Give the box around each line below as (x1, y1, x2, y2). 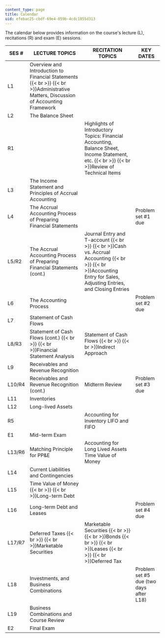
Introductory (84, 127, 113, 133)
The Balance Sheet (29, 112, 74, 119)
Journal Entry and (84, 230, 126, 237)
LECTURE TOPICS (33, 50, 76, 57)
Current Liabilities (29, 466, 70, 473)
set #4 (135, 507, 151, 513)
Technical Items (84, 169, 121, 176)
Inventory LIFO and (84, 417, 129, 424)
